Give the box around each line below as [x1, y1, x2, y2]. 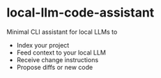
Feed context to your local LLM [16, 48, 106, 57]
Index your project [16, 41, 70, 49]
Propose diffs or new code [16, 63, 93, 71]
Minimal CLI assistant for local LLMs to [6, 28, 118, 36]
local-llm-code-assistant [6, 5, 155, 21]
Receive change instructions [16, 55, 99, 64]
